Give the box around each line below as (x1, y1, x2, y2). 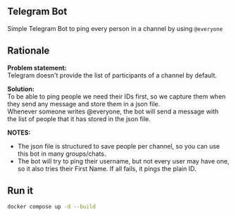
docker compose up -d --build (7, 204, 97, 211)
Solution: (7, 85, 35, 93)
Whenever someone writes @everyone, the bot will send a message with (7, 107, 219, 116)
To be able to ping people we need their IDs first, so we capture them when (7, 92, 226, 101)
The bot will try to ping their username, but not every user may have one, (17, 156, 230, 165)
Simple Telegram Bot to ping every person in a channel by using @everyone (7, 24, 223, 32)
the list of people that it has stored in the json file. (7, 114, 151, 123)
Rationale (7, 45, 50, 57)
